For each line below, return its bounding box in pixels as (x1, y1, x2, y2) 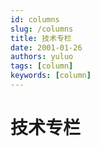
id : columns (10, 14, 60, 25)
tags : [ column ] (10, 61, 74, 71)
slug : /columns (10, 24, 74, 34)
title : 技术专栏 (10, 33, 72, 43)
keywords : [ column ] (10, 71, 92, 81)
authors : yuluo (10, 52, 74, 62)
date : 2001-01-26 (10, 42, 83, 53)
